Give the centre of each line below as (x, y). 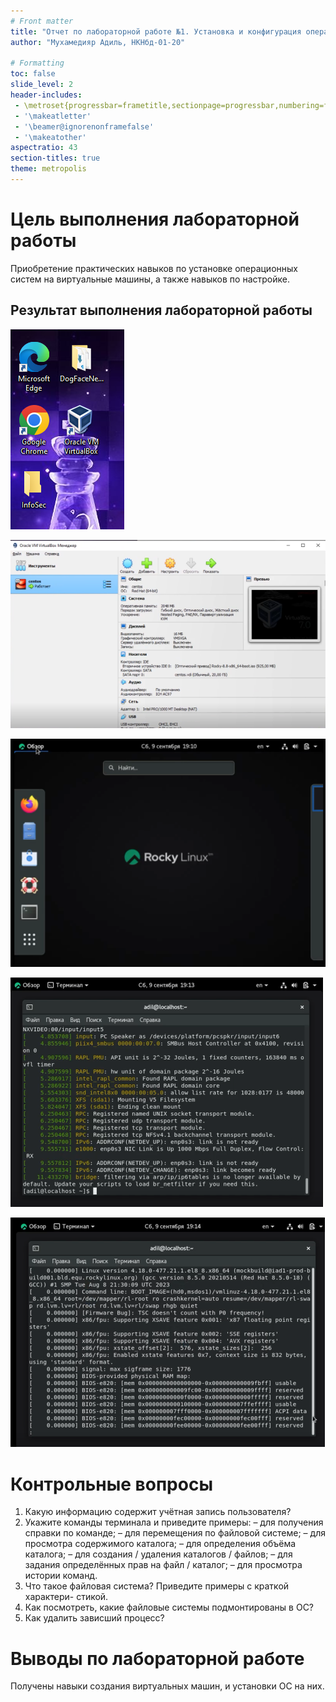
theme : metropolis (48, 169)
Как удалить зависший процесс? (94, 1618)
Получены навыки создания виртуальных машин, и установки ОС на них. (167, 1686)
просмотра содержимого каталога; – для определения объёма (160, 1544)
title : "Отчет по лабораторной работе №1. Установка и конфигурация (156, 31)
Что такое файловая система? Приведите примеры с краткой (157, 1586)
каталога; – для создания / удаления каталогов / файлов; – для (158, 1554)
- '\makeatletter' (53, 116)
